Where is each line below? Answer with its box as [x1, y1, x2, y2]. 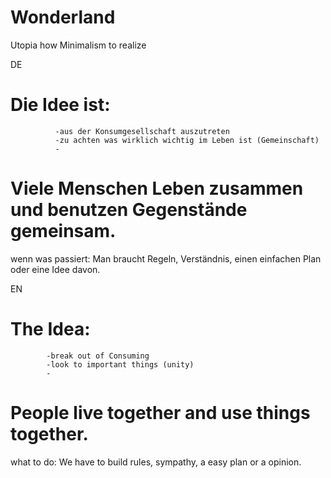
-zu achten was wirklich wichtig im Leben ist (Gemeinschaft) [54, 135, 320, 145]
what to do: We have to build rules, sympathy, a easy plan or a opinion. [10, 456, 302, 468]
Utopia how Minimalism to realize [10, 39, 147, 51]
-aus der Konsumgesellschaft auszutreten [54, 126, 230, 136]
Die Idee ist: [10, 94, 111, 116]
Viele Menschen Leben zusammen [10, 177, 304, 200]
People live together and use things [10, 401, 311, 424]
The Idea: [10, 318, 91, 340]
